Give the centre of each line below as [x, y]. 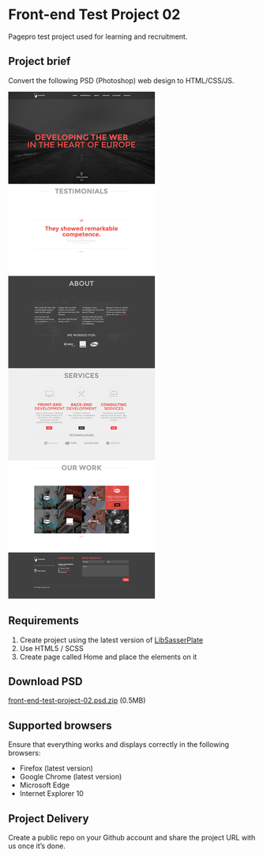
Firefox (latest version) [56, 768]
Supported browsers [60, 725]
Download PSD [45, 682]
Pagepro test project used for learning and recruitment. [98, 36]
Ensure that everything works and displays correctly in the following [119, 745]
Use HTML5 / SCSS [52, 648]
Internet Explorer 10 [52, 794]
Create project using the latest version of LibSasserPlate [111, 640]
